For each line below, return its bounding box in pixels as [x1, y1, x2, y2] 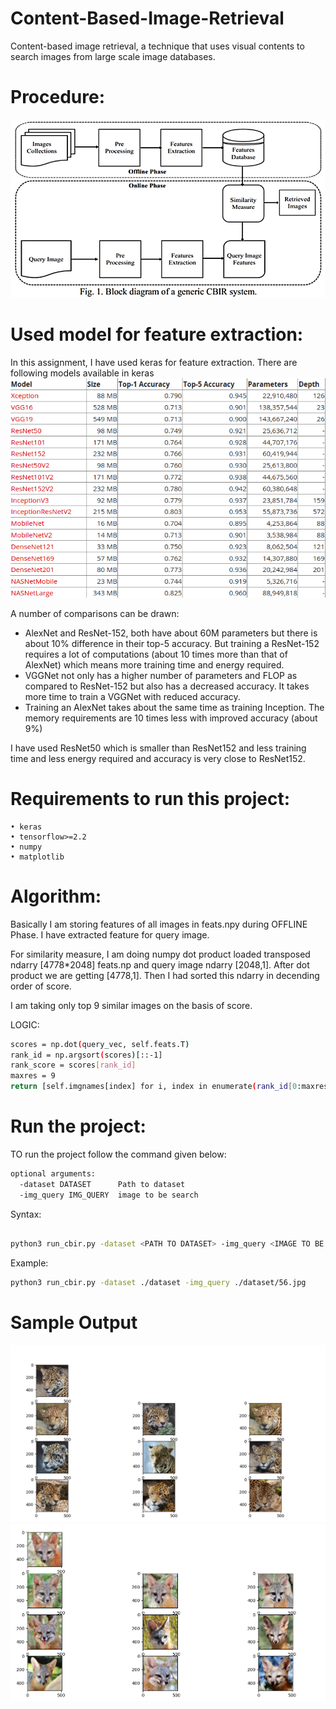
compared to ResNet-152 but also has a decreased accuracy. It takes [24, 680, 310, 692]
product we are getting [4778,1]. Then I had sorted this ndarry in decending [10, 969, 320, 981]
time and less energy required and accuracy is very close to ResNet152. [10, 752, 306, 764]
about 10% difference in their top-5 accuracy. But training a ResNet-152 [24, 637, 320, 649]
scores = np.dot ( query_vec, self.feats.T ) [10, 1039, 190, 1049]
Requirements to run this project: [10, 787, 291, 810]
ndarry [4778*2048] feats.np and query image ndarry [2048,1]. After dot [10, 958, 310, 971]
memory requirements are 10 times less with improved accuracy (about [24, 712, 318, 724]
